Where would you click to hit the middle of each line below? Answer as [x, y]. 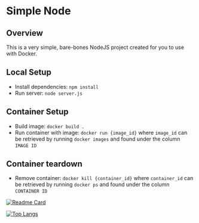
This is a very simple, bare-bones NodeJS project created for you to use [95, 47]
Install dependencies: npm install [56, 86]
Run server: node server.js [48, 93]
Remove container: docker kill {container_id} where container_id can [104, 178]
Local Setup [29, 72]
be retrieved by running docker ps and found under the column [92, 185]
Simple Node [39, 11]
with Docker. [22, 54]
